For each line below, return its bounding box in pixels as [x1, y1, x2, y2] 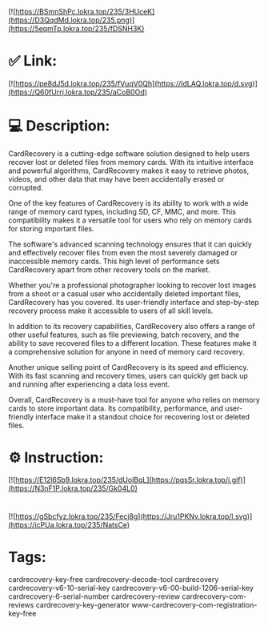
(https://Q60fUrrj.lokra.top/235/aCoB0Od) [8, 87, 148, 97]
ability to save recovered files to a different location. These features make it [8, 338, 258, 347]
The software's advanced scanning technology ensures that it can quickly [8, 239, 252, 249]
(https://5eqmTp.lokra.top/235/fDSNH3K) [8, 24, 145, 33]
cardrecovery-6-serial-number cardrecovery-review [8, 592, 181, 601]
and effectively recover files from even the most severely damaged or [8, 247, 238, 257]
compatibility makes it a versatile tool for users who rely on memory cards [8, 215, 252, 225]
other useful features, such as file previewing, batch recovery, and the [8, 330, 240, 339]
